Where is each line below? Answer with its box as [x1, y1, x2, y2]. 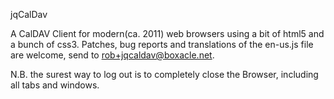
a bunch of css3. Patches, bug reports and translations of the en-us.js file [10, 39, 314, 50]
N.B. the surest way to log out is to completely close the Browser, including [10, 69, 319, 80]
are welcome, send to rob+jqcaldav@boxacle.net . [10, 49, 215, 61]
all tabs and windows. [10, 79, 100, 91]
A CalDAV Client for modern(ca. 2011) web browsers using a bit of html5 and [10, 28, 325, 39]
